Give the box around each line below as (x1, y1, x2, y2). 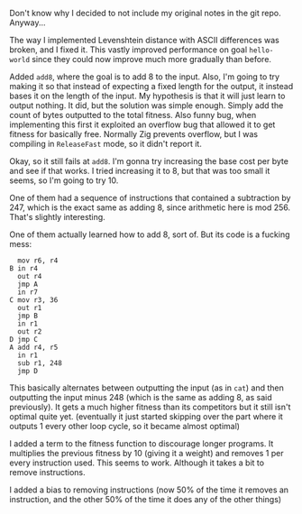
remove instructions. (9, 467, 86, 477)
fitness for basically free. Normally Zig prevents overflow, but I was (9, 129, 259, 139)
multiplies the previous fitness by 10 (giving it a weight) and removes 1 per (9, 448, 284, 458)
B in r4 (9, 264, 39, 273)
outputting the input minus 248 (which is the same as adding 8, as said (9, 392, 272, 402)
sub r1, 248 (17, 359, 63, 368)
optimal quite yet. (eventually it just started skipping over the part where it (9, 411, 284, 422)
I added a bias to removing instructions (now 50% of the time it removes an (9, 484, 289, 495)
